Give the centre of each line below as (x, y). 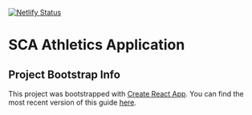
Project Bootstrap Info (64, 74)
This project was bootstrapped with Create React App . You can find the (126, 94)
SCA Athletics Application (97, 45)
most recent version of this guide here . (72, 102)
